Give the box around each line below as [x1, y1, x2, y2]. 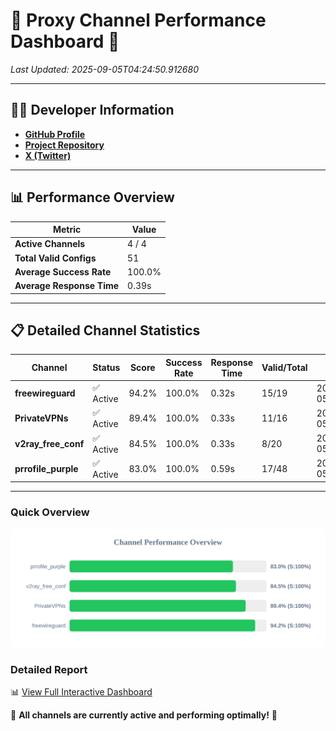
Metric [52, 224, 82, 236]
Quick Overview [10, 505, 90, 519]
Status [92, 362, 121, 374]
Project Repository [24, 139, 105, 151]
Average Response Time [14, 280, 120, 292]
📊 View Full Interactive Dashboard [10, 685, 153, 698]
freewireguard [14, 387, 76, 399]
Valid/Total [261, 362, 308, 374]
